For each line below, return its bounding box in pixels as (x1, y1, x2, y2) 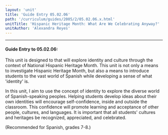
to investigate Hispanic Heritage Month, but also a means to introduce (5, 68, 149, 74)
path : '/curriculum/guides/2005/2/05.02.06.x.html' (5, 16, 115, 21)
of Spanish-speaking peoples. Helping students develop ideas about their (5, 93, 157, 99)
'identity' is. (5, 78, 29, 84)
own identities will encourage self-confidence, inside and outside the (5, 98, 147, 105)
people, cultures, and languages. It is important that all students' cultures (5, 109, 156, 115)
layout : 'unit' (5, 7, 37, 12)
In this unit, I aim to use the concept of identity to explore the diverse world (5, 88, 160, 94)
